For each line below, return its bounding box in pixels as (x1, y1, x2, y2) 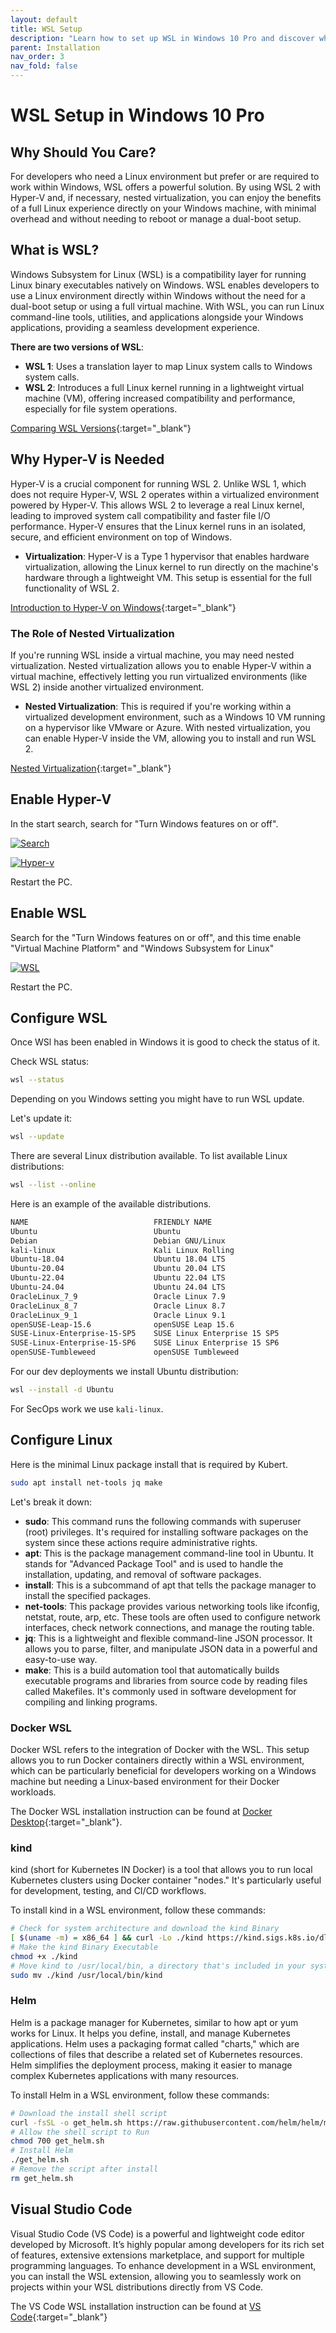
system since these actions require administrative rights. (24, 1536, 258, 1548)
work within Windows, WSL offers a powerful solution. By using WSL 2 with (10, 181, 322, 193)
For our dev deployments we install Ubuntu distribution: (10, 1366, 239, 1378)
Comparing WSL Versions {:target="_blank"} (10, 422, 192, 434)
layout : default (10, 14, 78, 25)
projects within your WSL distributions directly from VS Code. (10, 2281, 264, 2293)
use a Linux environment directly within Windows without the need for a (10, 289, 306, 301)
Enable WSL (10, 905, 87, 922)
